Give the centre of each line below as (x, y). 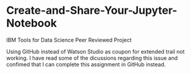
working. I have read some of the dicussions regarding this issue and (92, 58)
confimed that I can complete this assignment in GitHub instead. (86, 64)
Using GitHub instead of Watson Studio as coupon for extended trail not (95, 51)
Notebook (32, 23)
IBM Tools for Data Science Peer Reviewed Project (69, 40)
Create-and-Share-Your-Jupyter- (92, 11)
